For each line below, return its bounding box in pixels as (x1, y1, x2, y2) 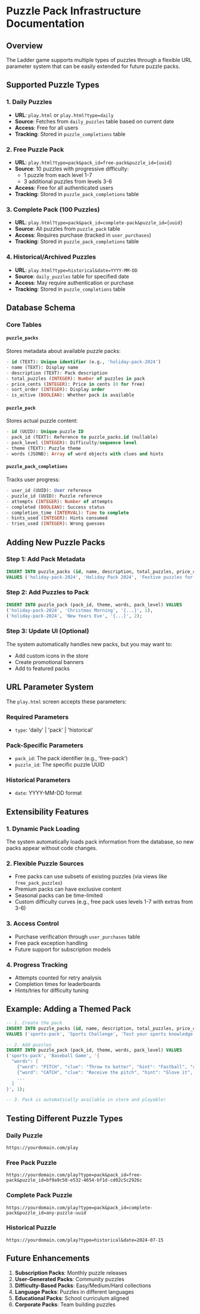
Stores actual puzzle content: (6, 417, 79, 424)
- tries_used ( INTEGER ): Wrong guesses (6, 520, 105, 527)
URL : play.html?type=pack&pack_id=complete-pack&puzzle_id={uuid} (14, 219, 183, 226)
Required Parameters (6, 712, 69, 721)
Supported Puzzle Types (6, 80, 100, 90)
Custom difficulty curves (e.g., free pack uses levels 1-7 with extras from (14, 898, 193, 906)
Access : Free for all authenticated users (14, 184, 114, 191)
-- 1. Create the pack (6, 1019, 62, 1026)
